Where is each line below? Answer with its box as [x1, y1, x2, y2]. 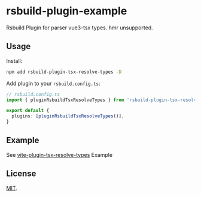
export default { [6, 108, 50, 114]
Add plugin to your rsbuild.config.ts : [6, 80, 100, 87]
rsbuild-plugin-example [6, 4, 127, 18]
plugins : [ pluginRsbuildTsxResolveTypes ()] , [11, 113, 124, 119]
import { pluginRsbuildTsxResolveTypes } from [6, 97, 124, 103]
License [6, 169, 36, 179]
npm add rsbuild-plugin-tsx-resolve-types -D [6, 69, 121, 75]
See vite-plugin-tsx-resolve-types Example [6, 151, 112, 158]
